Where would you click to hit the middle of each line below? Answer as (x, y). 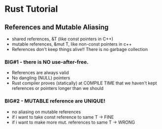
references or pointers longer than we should (58, 88)
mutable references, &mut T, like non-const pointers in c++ (72, 44)
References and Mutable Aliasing (57, 27)
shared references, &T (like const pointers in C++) (63, 39)
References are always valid (40, 73)
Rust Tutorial (31, 9)
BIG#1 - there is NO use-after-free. (47, 62)
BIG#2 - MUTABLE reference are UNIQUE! (55, 101)
